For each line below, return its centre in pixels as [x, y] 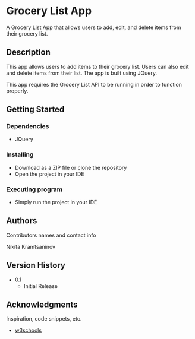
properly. [17, 91]
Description [28, 53]
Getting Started [35, 110]
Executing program [34, 189]
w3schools [28, 330]
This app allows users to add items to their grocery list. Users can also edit [97, 66]
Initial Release [41, 286]
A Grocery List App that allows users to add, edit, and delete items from [94, 27]
